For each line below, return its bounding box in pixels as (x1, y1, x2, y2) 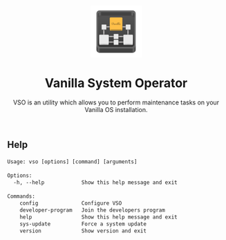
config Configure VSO (19, 199, 122, 207)
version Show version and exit (19, 227, 147, 234)
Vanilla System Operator (44, 75, 188, 91)
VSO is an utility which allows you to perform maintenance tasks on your (12, 98, 220, 107)
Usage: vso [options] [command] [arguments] (7, 158, 138, 165)
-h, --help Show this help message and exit (13, 178, 178, 186)
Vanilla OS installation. (84, 105, 148, 113)
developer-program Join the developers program (19, 206, 166, 214)
